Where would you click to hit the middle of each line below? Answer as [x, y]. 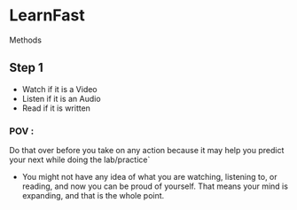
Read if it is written [56, 108]
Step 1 [27, 68]
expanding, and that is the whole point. [93, 196]
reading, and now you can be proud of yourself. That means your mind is [155, 186]
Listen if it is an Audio [61, 98]
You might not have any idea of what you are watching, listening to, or [149, 177]
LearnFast [47, 16]
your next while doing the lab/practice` [80, 159]
